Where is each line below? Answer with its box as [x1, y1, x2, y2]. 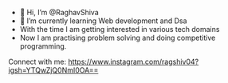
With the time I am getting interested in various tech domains [19, 25, 220, 34]
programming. [19, 41, 67, 51]
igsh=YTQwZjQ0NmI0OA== [8, 65, 99, 75]
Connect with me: [8, 57, 66, 66]
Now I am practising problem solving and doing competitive [19, 33, 216, 42]
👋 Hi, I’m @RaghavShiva [19, 8, 100, 17]
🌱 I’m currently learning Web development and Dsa [19, 16, 187, 26]
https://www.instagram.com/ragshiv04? [67, 57, 199, 66]
